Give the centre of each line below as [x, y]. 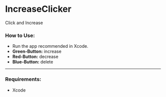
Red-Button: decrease [35, 57]
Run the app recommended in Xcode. [50, 46]
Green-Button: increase [37, 51]
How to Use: [20, 35]
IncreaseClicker [38, 9]
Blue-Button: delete [33, 62]
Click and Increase [24, 23]
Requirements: [23, 79]
